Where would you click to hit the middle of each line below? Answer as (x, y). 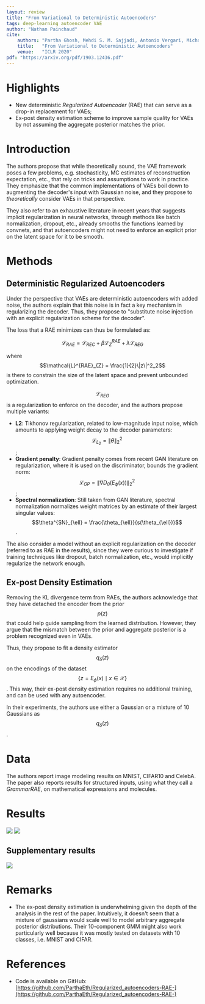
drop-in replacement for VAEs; (53, 111)
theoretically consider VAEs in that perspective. (66, 198)
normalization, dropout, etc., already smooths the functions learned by (95, 223)
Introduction (38, 149)
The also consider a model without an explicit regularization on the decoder (101, 544)
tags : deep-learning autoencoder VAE (54, 23)
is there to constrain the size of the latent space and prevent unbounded (97, 375)
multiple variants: (28, 411)
